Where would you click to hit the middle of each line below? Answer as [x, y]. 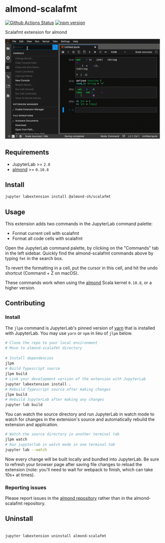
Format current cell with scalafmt [46, 233]
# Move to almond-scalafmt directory [44, 348]
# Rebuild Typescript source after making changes [58, 389]
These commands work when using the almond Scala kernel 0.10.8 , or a [79, 283]
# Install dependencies [29, 358]
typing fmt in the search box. [34, 259]
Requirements [27, 152]
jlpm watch [16, 440]
